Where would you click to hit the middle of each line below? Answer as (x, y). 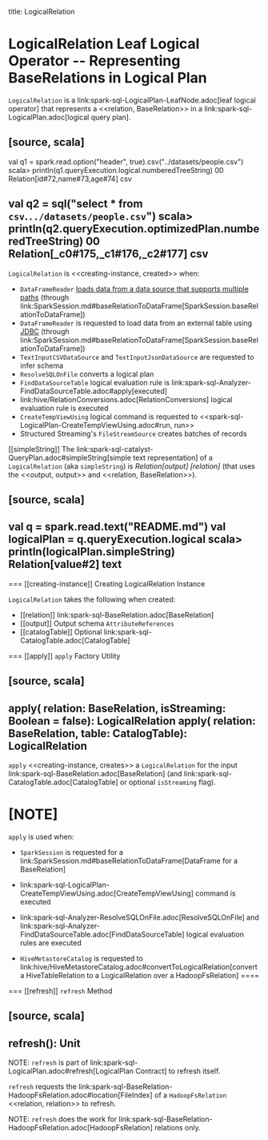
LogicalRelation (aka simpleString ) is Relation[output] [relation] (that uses (132, 466)
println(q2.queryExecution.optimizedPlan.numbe (134, 229)
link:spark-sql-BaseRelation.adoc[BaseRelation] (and (95, 773)
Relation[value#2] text (65, 564)
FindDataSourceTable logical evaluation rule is (95, 382)
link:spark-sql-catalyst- (115, 449)
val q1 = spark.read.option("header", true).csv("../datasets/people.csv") (126, 161)
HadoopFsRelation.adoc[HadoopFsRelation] (81, 1128)
